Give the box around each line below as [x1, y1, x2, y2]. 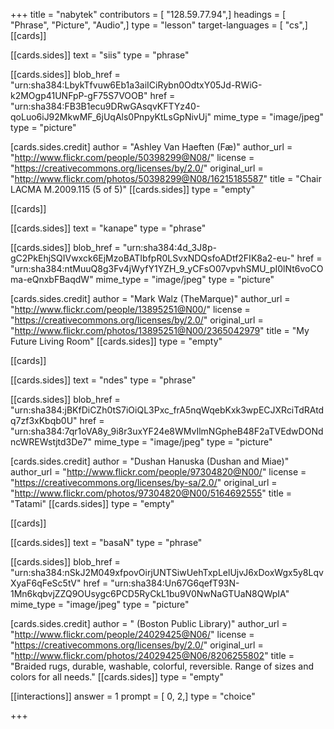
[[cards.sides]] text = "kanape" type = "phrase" [10, 222, 207, 234]
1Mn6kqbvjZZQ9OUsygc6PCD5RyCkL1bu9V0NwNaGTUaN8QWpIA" [10, 588, 290, 599]
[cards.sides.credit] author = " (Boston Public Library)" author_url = [10, 618, 288, 629]
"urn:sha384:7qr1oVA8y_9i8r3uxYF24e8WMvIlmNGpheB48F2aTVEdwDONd [10, 425, 324, 437]
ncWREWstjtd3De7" [10, 436, 92, 448]
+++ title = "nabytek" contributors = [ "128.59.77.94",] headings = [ [10, 9, 287, 20]
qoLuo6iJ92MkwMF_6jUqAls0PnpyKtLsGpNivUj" [10, 111, 212, 123]
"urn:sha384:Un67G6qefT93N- [110, 577, 240, 589]
